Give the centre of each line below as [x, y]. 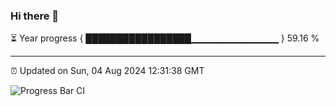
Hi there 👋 [35, 16]
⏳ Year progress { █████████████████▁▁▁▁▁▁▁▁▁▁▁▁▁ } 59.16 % [165, 38]
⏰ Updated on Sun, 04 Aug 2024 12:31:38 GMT [107, 71]
